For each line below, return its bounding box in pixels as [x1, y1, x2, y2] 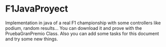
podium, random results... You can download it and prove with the [5, 25, 142, 31]
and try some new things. [5, 36, 58, 42]
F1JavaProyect [5, 3, 68, 15]
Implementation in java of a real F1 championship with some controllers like [5, 20, 161, 26]
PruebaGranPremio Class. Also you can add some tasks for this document [5, 30, 159, 36]
